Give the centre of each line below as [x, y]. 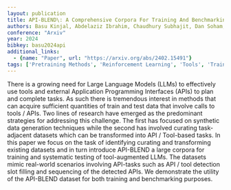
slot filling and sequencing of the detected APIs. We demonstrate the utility [113, 171]
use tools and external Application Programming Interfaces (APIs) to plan [110, 91]
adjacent [20, 135]
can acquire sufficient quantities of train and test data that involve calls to [111, 106]
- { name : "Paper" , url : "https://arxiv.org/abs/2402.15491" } [103, 58]
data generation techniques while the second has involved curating [102, 128]
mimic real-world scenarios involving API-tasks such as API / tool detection [114, 164]
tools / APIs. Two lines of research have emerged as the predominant [105, 113]
